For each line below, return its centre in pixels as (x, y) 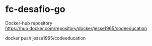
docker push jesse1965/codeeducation (46, 38)
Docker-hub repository (29, 23)
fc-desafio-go (35, 9)
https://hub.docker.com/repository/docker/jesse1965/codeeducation (76, 28)
